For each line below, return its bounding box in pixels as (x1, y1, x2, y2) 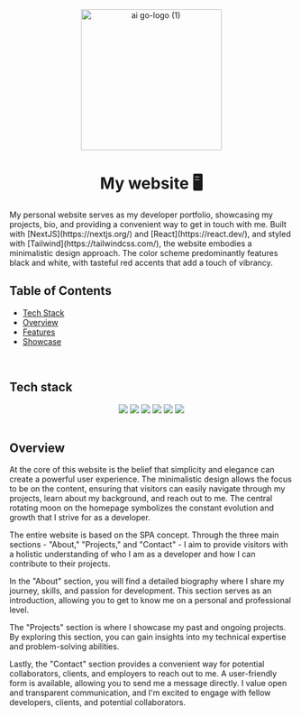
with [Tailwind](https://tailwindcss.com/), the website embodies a (9, 238, 252, 249)
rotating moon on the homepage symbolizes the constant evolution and (9, 502, 275, 513)
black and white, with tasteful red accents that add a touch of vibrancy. (9, 257, 273, 268)
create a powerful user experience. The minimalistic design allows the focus (9, 473, 293, 485)
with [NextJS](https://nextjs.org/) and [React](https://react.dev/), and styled (9, 228, 291, 239)
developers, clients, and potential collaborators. (9, 697, 187, 708)
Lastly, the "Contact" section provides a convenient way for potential (9, 658, 265, 670)
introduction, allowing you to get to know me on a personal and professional (9, 595, 291, 606)
